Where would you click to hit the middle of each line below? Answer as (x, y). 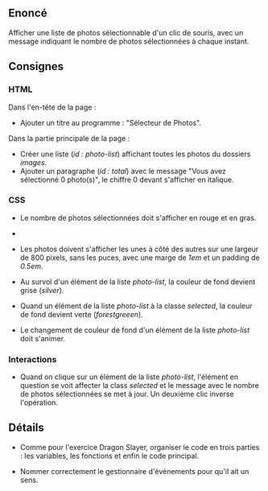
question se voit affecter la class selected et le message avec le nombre (139, 386)
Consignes (36, 66)
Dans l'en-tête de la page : (52, 107)
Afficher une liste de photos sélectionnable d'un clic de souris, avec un (126, 32)
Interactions (33, 359)
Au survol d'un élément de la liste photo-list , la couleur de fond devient (138, 282)
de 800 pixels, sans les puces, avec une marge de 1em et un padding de (140, 258)
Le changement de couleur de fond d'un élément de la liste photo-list (135, 330)
